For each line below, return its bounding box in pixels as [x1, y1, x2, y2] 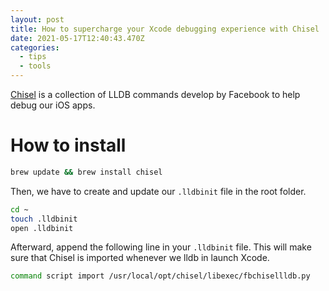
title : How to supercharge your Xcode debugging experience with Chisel [10, 24, 320, 34]
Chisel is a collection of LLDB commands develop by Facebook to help [10, 89, 301, 100]
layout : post [10, 14, 65, 25]
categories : [10, 42, 60, 53]
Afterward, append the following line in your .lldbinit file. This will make [10, 241, 312, 253]
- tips [19, 52, 47, 62]
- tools [19, 61, 52, 71]
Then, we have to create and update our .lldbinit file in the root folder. [10, 185, 307, 197]
